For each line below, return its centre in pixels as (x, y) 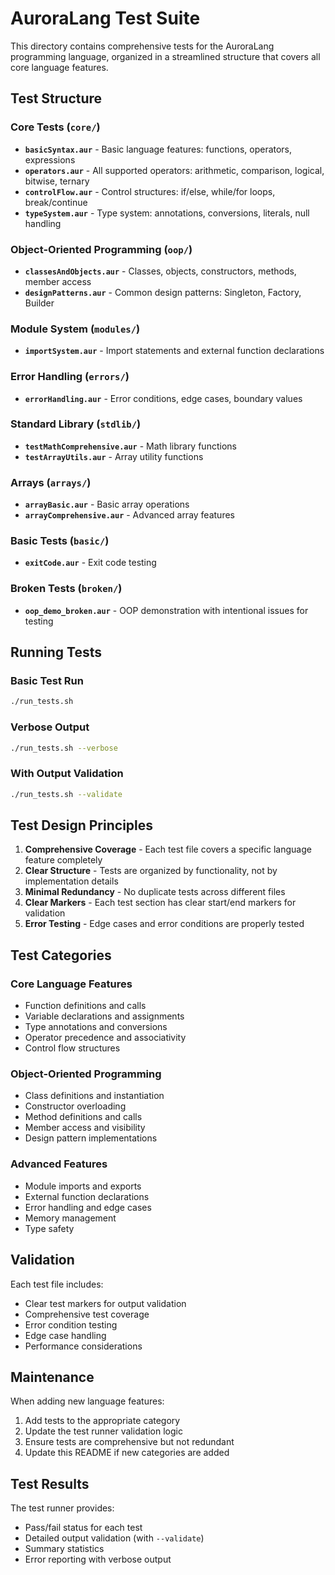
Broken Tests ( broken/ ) (66, 589)
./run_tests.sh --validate (66, 794)
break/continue (56, 202)
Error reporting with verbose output (98, 1559)
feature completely (63, 860)
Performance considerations (83, 1346)
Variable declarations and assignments (104, 1016)
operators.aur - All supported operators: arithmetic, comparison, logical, (174, 170)
